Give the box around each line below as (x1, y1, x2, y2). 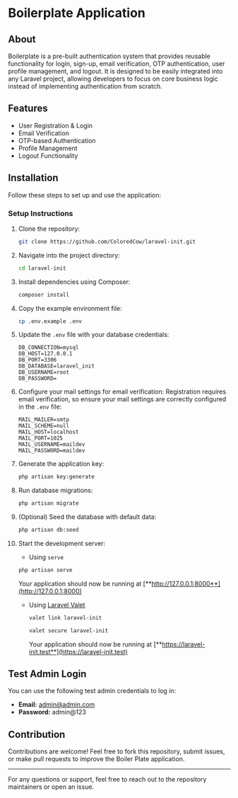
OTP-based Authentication (18, 136, 96, 144)
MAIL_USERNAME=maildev (18, 441, 85, 448)
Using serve (28, 553, 64, 562)
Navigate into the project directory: (18, 251, 121, 259)
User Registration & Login (18, 121, 93, 130)
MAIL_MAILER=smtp (18, 416, 70, 423)
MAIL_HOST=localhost (18, 428, 79, 436)
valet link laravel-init (28, 614, 102, 621)
